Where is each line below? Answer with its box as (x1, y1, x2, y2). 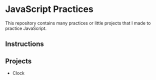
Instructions (5, 40, 44, 48)
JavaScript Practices (5, 3, 93, 15)
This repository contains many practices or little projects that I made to (5, 20, 151, 26)
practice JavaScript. (5, 25, 47, 31)
